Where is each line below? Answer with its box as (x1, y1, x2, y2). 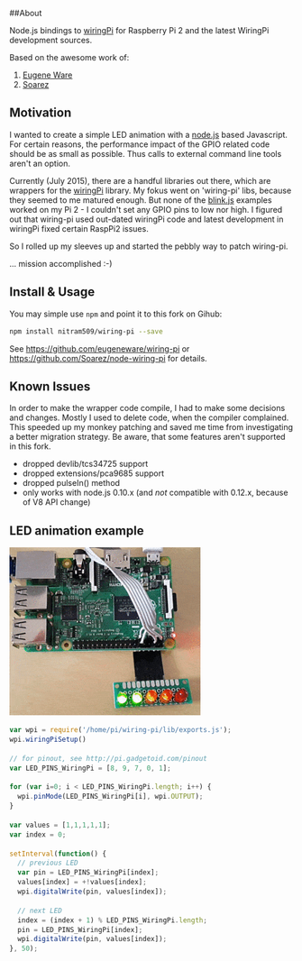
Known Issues (9, 379, 91, 394)
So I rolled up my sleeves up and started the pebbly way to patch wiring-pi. (9, 241, 288, 252)
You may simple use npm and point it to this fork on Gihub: (9, 308, 223, 319)
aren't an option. (9, 158, 70, 169)
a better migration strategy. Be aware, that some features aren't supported (9, 432, 286, 443)
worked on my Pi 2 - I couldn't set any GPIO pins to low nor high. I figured (9, 204, 283, 215)
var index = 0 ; (9, 829, 67, 839)
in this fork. (9, 441, 51, 452)
